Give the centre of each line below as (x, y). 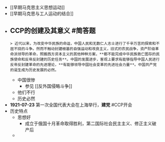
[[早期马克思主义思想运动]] (37, 7)
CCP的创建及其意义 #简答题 (53, 31)
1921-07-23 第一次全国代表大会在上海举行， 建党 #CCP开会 (71, 105)
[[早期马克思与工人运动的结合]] (42, 13)
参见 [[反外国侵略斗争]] (48, 86)
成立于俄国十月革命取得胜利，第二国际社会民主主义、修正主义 (88, 123)
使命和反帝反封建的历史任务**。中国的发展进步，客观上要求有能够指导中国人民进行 (87, 59)
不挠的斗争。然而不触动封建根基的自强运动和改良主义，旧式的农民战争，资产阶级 (84, 49)
